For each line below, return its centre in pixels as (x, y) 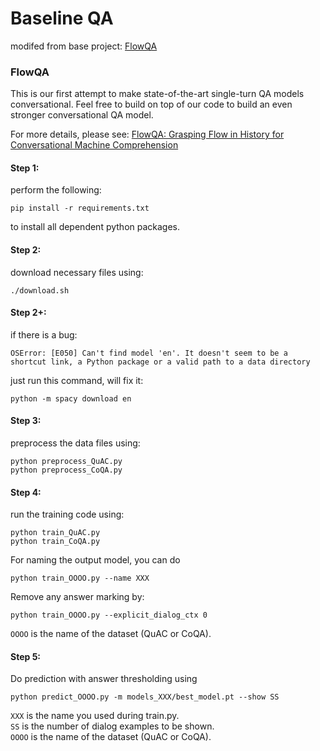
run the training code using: (67, 514)
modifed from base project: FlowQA (84, 46)
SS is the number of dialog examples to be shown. (112, 726)
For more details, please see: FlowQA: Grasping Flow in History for (147, 134)
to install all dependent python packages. (95, 227)
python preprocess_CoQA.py (66, 470)
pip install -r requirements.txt (80, 208)
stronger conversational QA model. (82, 115)
